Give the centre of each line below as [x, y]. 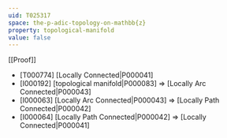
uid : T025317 [30, 15]
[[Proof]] [22, 60]
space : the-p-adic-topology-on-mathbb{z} [77, 23]
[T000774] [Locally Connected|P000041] [86, 75]
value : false [30, 37]
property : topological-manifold [61, 30]
